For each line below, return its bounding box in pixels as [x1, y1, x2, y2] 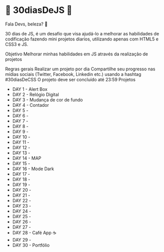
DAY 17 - [12, 171, 30, 177]
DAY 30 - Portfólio [12, 242, 50, 248]
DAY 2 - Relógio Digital [12, 91, 59, 97]
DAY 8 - [12, 123, 29, 129]
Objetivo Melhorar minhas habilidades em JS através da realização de [5, 51, 148, 57]
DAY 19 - [12, 182, 31, 188]
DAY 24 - [12, 208, 31, 214]
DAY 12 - [12, 144, 31, 150]
